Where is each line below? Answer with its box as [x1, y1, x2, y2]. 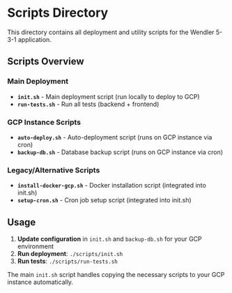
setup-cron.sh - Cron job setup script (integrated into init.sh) [17, 196, 192, 204]
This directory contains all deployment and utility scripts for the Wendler [7, 28, 215, 36]
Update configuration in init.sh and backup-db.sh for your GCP [17, 235, 202, 243]
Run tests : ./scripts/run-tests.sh [17, 257, 118, 266]
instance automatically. [7, 278, 74, 287]
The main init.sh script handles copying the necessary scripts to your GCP [7, 271, 225, 279]
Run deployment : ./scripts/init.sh [17, 250, 123, 258]
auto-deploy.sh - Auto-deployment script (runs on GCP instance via [17, 133, 212, 141]
